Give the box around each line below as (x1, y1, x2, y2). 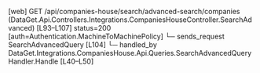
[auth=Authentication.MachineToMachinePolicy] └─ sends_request (8, 31, 225, 41)
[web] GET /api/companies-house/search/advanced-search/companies (8, 7, 240, 16)
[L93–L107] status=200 (36, 24, 112, 32)
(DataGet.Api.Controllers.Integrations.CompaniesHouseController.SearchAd (8, 15, 253, 24)
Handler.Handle (8, 57, 59, 66)
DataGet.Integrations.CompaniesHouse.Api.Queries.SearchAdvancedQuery (8, 49, 252, 57)
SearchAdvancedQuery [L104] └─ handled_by (8, 40, 157, 49)
